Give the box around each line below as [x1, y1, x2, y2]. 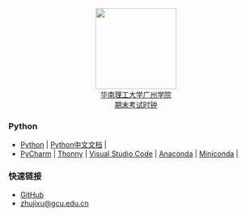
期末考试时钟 [114, 100, 158, 109]
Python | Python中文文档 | [19, 140, 108, 150]
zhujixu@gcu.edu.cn [19, 198, 89, 208]
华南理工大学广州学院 [100, 90, 172, 100]
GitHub [19, 189, 45, 199]
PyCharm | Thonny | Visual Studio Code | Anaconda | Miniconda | [19, 149, 239, 159]
